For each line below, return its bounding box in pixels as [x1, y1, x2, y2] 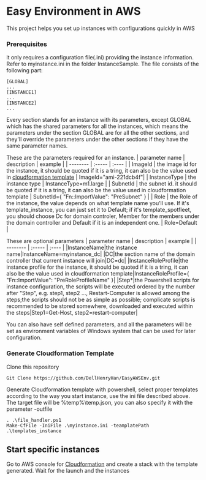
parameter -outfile [6, 405, 53, 413]
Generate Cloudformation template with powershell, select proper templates [6, 386, 199, 393]
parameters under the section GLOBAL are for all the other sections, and [6, 129, 189, 137]
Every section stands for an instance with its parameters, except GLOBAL [6, 116, 192, 124]
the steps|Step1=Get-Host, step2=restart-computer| [6, 309, 138, 317]
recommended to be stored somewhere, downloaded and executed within [6, 302, 193, 310]
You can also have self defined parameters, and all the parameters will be [6, 321, 192, 328]
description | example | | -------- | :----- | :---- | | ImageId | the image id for [6, 160, 197, 168]
